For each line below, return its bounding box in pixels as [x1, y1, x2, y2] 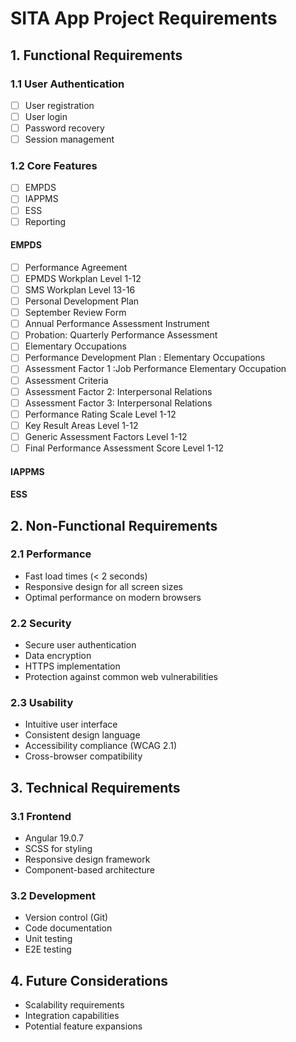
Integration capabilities [24, 1010, 120, 1022]
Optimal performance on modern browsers [24, 591, 202, 603]
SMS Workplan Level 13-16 [24, 284, 136, 296]
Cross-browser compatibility [24, 750, 143, 762]
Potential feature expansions [24, 1020, 143, 1032]
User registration [24, 99, 95, 111]
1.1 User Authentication [10, 77, 125, 91]
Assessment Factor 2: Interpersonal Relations [24, 385, 213, 397]
